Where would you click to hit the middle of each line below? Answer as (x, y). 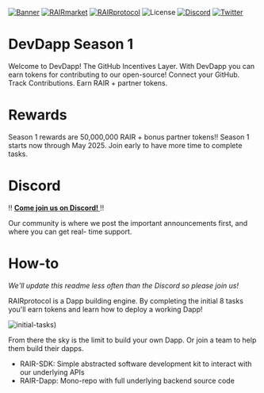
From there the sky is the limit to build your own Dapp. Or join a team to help (132, 340)
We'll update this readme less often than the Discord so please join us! (124, 285)
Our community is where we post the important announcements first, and (128, 223)
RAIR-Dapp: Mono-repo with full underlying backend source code (127, 380)
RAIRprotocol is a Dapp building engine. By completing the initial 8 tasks (126, 300)
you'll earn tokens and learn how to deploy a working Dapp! (106, 309)
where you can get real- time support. (70, 231)
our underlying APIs (52, 372)
